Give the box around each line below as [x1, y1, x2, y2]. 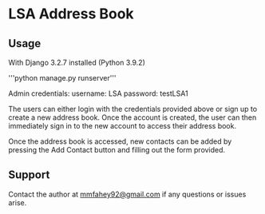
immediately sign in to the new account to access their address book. [8, 121, 237, 130]
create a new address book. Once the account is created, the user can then [8, 113, 257, 122]
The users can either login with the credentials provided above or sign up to [8, 105, 258, 113]
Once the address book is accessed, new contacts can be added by [8, 137, 232, 146]
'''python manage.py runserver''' [8, 73, 117, 82]
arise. [8, 197, 27, 208]
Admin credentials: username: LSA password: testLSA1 [8, 89, 189, 98]
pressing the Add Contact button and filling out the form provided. [8, 145, 226, 154]
